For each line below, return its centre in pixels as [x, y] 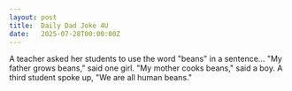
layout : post [33, 17]
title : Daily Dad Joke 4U [59, 26]
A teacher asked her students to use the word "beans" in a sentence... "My [146, 59]
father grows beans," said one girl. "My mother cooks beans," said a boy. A [146, 68]
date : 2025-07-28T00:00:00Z [65, 34]
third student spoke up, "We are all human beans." [101, 78]
